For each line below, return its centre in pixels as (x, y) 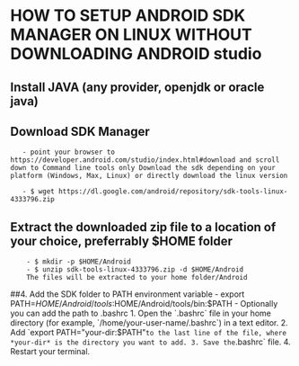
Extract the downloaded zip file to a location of (143, 227)
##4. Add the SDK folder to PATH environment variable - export (128, 294)
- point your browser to (69, 152)
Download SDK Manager (80, 131)
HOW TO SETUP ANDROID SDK (128, 16)
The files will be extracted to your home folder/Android (137, 278)
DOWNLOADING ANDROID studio (136, 54)
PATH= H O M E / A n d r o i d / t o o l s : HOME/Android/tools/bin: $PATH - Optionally (144, 304)
